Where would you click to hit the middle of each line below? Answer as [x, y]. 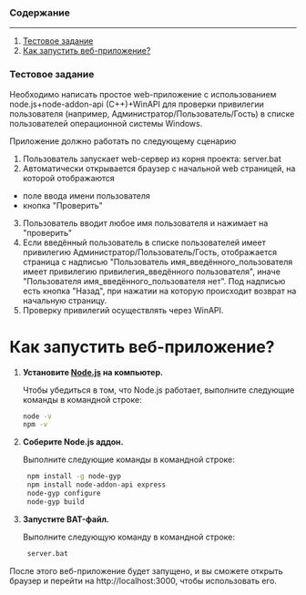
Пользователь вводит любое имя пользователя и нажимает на [145, 223]
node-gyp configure [64, 494]
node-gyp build [56, 502]
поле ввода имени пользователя [86, 195]
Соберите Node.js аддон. [73, 442]
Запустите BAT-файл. [66, 519]
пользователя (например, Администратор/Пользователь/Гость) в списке [152, 113]
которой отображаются [69, 178]
